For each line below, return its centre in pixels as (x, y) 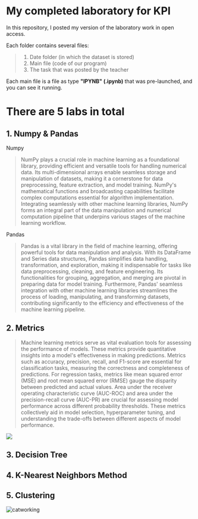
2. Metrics (25, 328)
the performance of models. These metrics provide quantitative (98, 349)
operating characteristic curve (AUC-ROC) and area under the (97, 393)
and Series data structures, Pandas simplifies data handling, (94, 258)
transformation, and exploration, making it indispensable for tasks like (106, 265)
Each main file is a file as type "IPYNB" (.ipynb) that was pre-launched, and (99, 81)
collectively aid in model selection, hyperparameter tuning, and (98, 412)
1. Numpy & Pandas (42, 133)
